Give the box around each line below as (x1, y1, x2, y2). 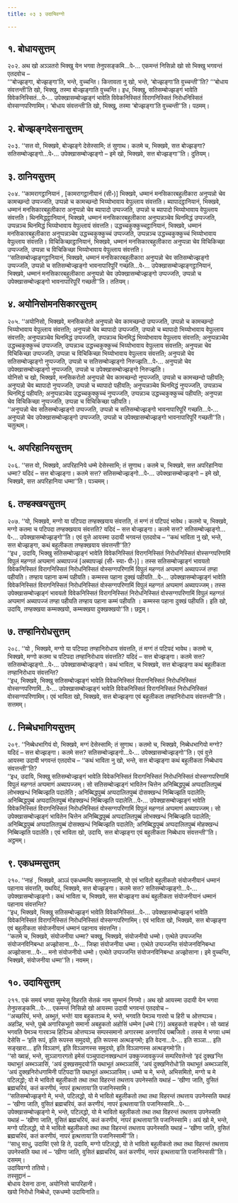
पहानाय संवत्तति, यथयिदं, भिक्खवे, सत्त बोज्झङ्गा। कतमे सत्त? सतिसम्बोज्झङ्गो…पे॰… (7, 883, 198, 892)
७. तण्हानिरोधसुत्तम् (7, 626, 69, 638)
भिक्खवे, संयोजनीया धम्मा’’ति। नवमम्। (7, 956, 93, 964)
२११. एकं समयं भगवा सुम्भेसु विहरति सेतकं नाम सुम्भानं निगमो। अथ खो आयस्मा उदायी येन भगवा (7, 996, 219, 1004)
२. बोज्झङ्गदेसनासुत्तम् (7, 122, 83, 135)
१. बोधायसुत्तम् (7, 43, 55, 55)
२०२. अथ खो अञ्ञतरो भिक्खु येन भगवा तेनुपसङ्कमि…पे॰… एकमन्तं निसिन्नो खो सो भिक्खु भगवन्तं (7, 62, 223, 70)
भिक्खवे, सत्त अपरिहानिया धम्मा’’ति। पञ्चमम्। (7, 477, 109, 485)
